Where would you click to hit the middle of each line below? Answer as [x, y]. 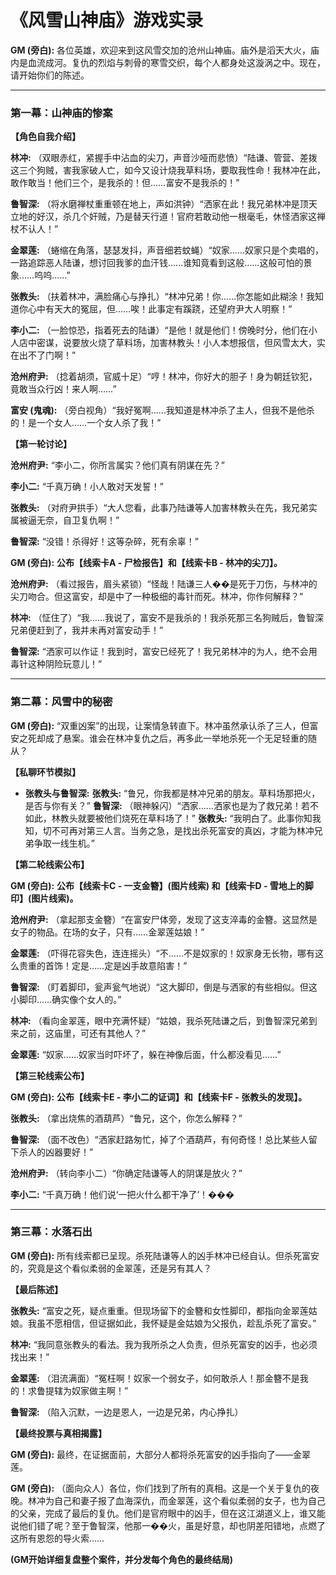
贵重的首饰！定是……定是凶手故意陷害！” [103, 965]
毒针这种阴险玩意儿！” [56, 664]
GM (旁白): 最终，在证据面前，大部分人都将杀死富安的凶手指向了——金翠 [161, 1454]
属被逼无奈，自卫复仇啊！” [65, 520]
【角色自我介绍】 [45, 137]
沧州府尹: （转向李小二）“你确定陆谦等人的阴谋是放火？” [126, 1173]
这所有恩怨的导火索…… [57, 1538]
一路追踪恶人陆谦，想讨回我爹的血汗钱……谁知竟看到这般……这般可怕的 [157, 263]
